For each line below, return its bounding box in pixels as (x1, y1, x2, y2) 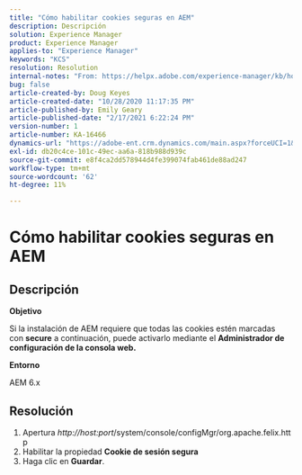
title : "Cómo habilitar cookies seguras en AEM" (9, 13, 195, 22)
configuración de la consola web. (9, 343, 137, 354)
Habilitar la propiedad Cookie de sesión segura (22, 446, 200, 457)
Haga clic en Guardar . (22, 455, 105, 466)
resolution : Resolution (9, 64, 99, 73)
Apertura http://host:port (22, 426, 114, 437)
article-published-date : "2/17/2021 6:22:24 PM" (9, 113, 195, 122)
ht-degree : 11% (9, 181, 67, 190)
